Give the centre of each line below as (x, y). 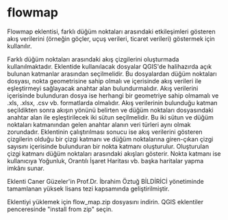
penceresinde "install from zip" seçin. (60, 209)
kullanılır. (20, 46)
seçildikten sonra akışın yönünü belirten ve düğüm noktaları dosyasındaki (110, 110)
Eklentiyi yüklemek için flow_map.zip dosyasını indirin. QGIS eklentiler (105, 202)
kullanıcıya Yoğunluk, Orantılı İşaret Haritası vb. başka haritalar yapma (105, 161)
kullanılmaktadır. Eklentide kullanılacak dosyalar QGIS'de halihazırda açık (110, 66)
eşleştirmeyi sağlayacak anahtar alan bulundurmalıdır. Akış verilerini (103, 88)
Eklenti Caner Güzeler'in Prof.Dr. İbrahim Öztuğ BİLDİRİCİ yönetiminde (105, 181)
